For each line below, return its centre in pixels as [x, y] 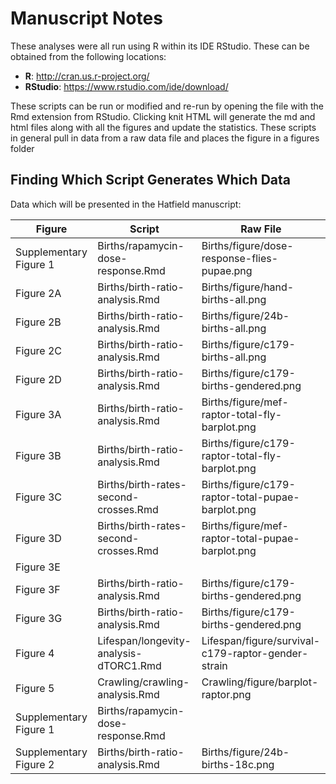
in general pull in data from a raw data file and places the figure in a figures [165, 138]
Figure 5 [35, 688]
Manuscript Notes [86, 18]
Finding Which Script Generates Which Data [150, 180]
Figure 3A [38, 414]
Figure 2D [38, 379]
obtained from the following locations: [88, 56]
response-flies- [240, 258]
